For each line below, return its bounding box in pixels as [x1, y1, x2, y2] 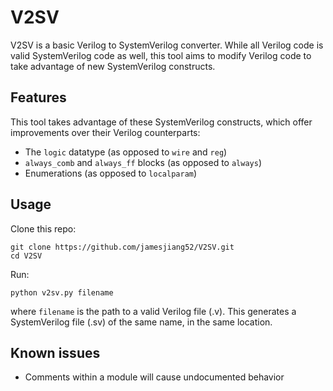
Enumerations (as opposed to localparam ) [24, 167, 198, 179]
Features [10, 89, 67, 106]
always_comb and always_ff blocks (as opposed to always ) [24, 156, 263, 168]
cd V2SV [10, 251, 43, 261]
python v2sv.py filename [10, 287, 114, 298]
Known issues [10, 344, 101, 361]
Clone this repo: [10, 222, 77, 235]
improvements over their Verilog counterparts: [10, 126, 201, 138]
